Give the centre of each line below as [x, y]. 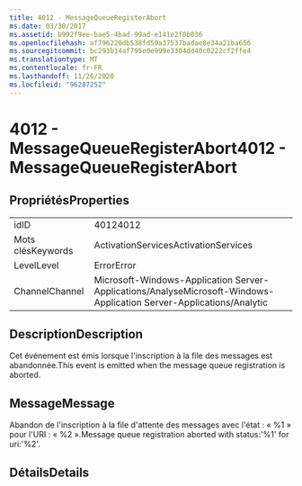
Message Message [62, 403]
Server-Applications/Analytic [205, 302]
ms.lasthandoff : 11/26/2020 [62, 76]
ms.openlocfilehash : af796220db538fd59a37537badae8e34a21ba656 [130, 43]
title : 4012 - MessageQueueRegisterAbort [88, 18]
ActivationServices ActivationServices [173, 245]
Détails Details [49, 472]
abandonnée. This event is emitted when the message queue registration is [147, 365]
